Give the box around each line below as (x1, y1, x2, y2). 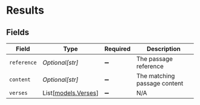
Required (104, 45, 131, 53)
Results (6, 4, 45, 17)
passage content (136, 79, 183, 87)
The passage (136, 55, 173, 63)
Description (146, 45, 181, 53)
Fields (6, 27, 30, 37)
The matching (136, 72, 176, 80)
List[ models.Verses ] (42, 89, 99, 97)
